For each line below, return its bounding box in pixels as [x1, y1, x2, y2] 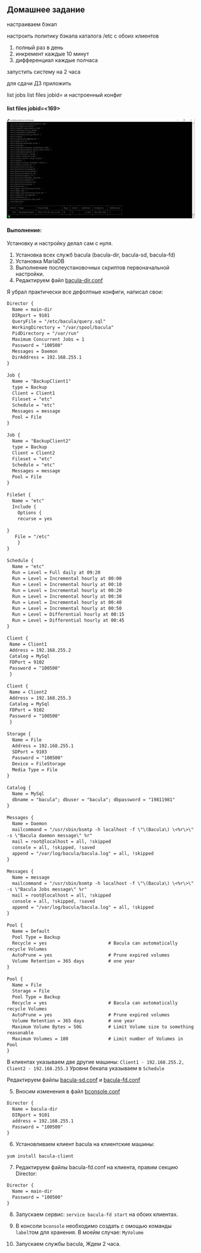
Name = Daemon [12, 821, 47, 827]
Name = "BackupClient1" [12, 378, 71, 384]
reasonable [7, 1030, 34, 1036]
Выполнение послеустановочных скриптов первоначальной [15, 264, 169, 271]
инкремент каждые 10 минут [15, 50, 89, 57]
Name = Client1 [9, 641, 47, 647]
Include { [12, 504, 36, 510]
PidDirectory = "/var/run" [12, 331, 79, 337]
